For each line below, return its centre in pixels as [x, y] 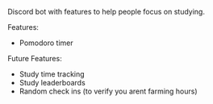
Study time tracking [52, 74]
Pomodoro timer [46, 43]
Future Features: [35, 58]
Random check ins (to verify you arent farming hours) [109, 91]
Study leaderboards [52, 83]
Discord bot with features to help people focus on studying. [106, 12]
